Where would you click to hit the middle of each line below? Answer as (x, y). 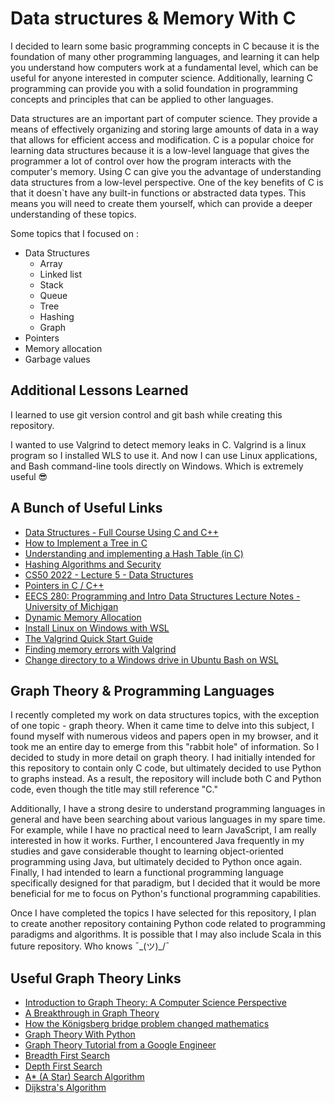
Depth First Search (63, 1066)
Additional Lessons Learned (99, 390)
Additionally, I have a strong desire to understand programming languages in (168, 809)
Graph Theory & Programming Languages (142, 690)
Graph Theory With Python (80, 1034)
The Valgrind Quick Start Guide (88, 638)
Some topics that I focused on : (74, 233)
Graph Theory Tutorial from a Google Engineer (120, 1045)
